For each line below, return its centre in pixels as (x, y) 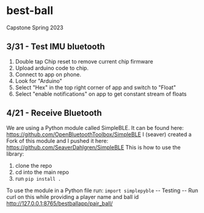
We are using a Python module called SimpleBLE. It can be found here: (95, 128)
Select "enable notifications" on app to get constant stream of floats (101, 94)
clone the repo (34, 165)
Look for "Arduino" (38, 81)
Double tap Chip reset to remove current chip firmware (84, 61)
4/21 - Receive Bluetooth (54, 113)
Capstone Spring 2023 (35, 27)
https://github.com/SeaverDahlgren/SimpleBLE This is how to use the (94, 147)
